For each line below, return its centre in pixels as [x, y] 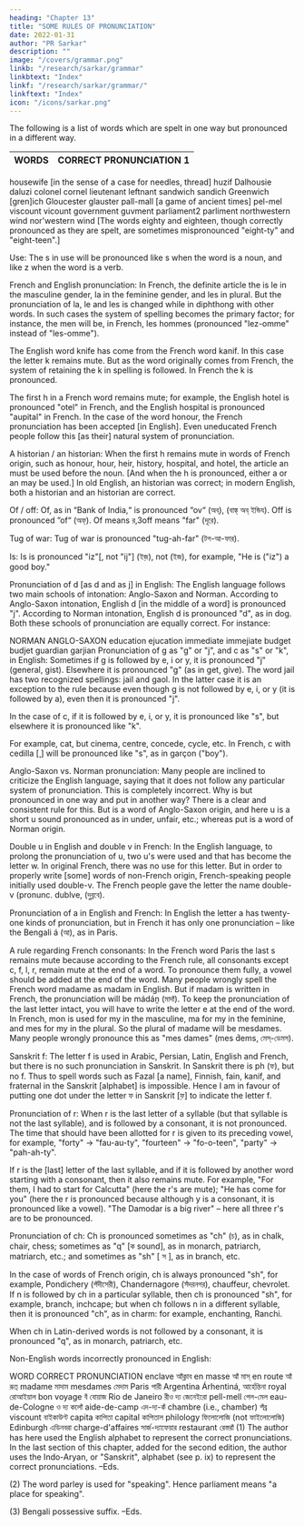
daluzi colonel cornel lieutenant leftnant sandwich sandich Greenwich [139, 192]
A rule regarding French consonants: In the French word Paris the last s [142, 950]
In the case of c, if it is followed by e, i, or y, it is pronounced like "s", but [144, 717]
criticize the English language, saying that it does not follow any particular [147, 781]
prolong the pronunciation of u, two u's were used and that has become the [151, 857]
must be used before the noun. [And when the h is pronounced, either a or [148, 473]
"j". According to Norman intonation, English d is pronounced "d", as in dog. [151, 614]
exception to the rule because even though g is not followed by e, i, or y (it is [152, 689]
